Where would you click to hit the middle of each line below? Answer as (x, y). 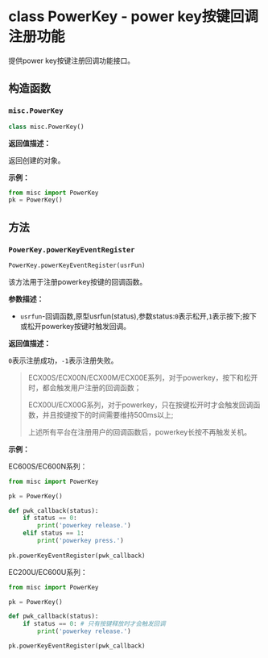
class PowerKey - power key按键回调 (134, 17)
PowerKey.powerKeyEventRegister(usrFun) (77, 265)
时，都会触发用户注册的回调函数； (85, 387)
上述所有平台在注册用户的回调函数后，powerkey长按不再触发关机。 (140, 431)
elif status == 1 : (54, 533)
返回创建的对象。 (37, 160)
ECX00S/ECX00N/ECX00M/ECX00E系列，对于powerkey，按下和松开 (143, 377)
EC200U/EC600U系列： (48, 572)
